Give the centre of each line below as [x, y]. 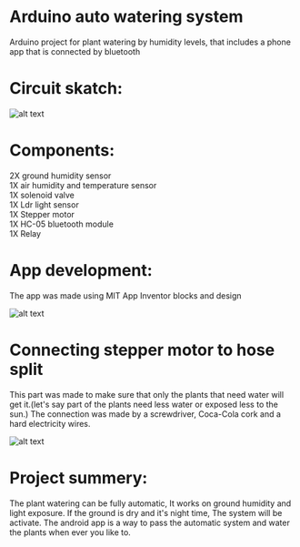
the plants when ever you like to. [70, 532]
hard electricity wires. [50, 423]
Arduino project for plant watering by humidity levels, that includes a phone [150, 42]
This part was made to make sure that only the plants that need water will [147, 394]
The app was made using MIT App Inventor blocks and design [126, 295]
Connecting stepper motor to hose [142, 350]
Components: [62, 151]
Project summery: [79, 477]
